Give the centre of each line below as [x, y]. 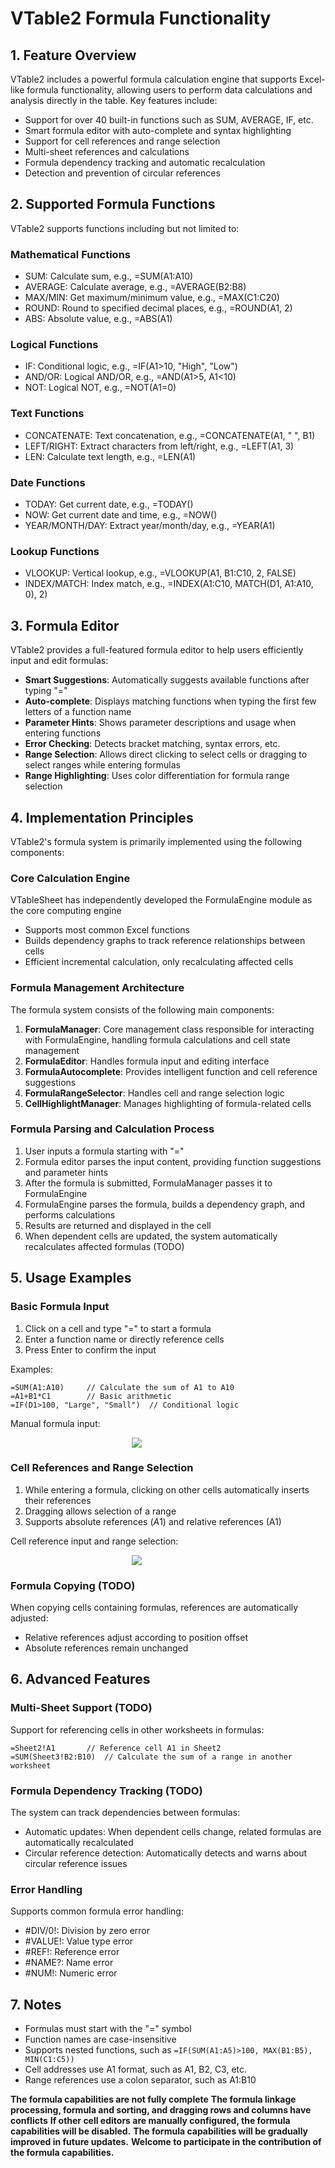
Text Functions [47, 414]
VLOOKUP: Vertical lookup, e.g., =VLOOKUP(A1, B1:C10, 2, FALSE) [160, 573]
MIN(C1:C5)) [49, 2060]
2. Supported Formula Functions [113, 204]
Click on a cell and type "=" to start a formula [118, 1328]
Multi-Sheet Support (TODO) [81, 1708]
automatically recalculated [79, 1843]
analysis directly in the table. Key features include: [114, 100]
